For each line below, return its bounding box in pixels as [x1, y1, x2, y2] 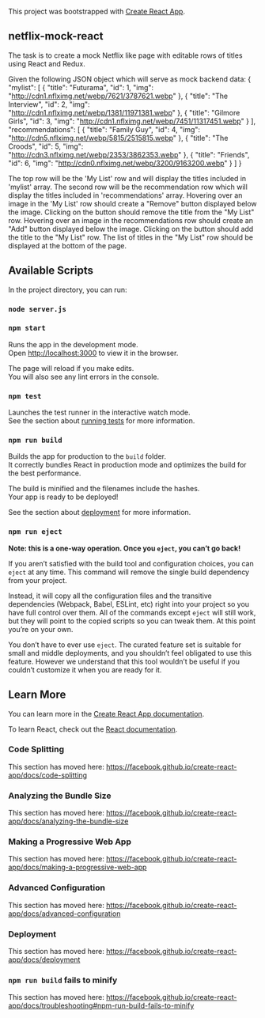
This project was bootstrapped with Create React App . [8, 7, 186, 16]
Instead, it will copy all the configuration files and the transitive [8, 591, 212, 600]
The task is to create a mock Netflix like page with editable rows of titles [8, 51, 243, 60]
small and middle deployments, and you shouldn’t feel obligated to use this [8, 648, 252, 657]
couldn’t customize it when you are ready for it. [8, 664, 162, 675]
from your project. [8, 575, 67, 585]
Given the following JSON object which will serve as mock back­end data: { [8, 74, 252, 84]
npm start [8, 324, 46, 333]
